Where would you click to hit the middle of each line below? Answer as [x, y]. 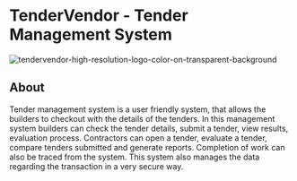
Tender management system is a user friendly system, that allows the [138, 109]
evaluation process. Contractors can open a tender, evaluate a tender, [138, 138]
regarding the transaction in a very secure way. [96, 166]
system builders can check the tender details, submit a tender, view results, [149, 128]
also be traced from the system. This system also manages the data [135, 157]
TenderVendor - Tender [99, 16]
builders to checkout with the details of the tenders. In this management [142, 118]
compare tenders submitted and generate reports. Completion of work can [147, 147]
